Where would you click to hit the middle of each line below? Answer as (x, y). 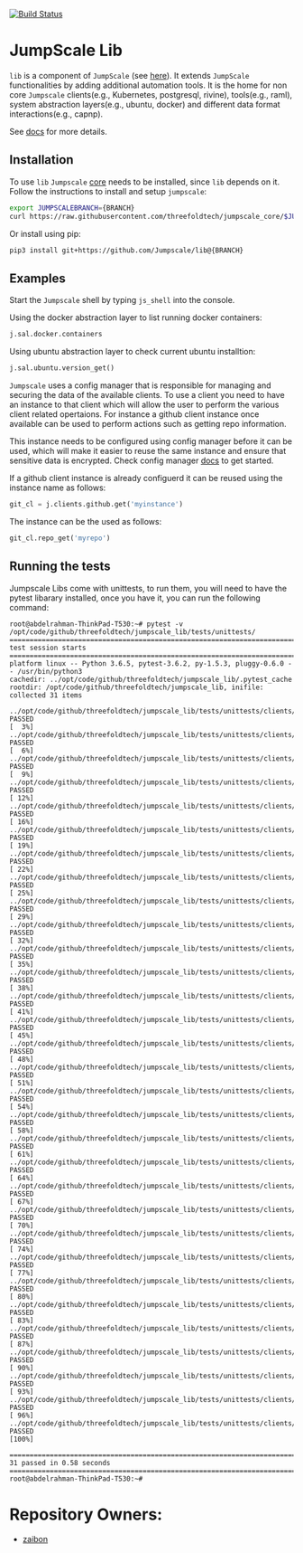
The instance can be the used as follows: (86, 521)
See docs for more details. (59, 131)
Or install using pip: (45, 233)
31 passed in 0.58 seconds (60, 1463)
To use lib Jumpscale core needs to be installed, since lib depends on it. (145, 182)
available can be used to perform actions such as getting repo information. (148, 423)
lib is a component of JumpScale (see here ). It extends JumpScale (129, 75)
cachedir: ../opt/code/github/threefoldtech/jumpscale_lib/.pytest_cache (151, 679)
